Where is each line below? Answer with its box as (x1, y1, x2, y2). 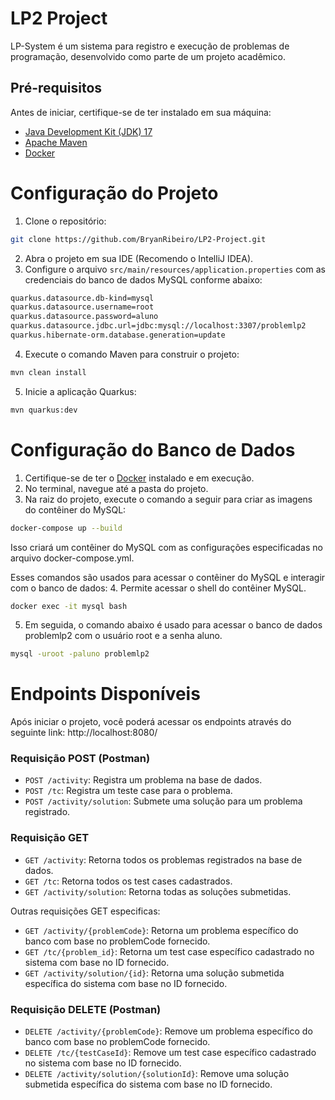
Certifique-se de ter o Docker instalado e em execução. (24, 472, 255, 484)
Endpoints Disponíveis (10, 683, 201, 706)
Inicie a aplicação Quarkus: (24, 385, 137, 397)
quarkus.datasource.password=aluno (10, 312, 159, 322)
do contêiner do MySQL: (24, 503, 127, 516)
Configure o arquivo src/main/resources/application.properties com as (24, 263, 326, 275)
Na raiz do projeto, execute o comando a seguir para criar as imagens (24, 493, 313, 505)
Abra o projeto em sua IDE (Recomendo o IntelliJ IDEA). (24, 252, 254, 264)
